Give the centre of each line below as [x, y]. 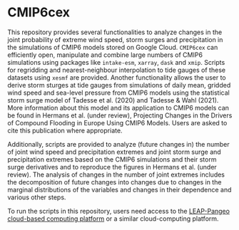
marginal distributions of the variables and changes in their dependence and [119, 189]
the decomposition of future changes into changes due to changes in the [115, 182]
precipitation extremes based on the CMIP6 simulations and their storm [112, 159]
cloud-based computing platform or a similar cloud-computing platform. [113, 219]
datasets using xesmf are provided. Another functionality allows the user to [117, 77]
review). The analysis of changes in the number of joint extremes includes [116, 174]
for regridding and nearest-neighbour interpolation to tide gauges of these [117, 70]
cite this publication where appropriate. [65, 130]
